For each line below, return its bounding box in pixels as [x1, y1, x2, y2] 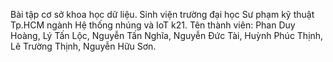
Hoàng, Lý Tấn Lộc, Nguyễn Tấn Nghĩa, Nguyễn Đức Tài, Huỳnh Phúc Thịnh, [10, 30, 324, 41]
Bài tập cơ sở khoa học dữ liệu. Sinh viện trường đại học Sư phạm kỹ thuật [10, 9, 315, 20]
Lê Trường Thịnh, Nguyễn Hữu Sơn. [10, 40, 157, 52]
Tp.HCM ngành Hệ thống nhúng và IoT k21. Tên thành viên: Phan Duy [10, 19, 296, 31]
